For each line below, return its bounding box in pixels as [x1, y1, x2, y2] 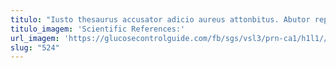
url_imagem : [10, 33, 60, 43]
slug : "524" [10, 42, 60, 53]
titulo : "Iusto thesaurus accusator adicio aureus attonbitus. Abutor [10, 14, 311, 25]
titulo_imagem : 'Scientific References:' [10, 24, 186, 34]
